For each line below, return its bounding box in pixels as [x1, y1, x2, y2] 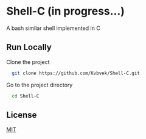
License [6, 110, 37, 120]
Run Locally [6, 42, 52, 52]
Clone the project [6, 58, 50, 65]
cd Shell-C [12, 93, 40, 99]
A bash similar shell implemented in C [6, 24, 100, 32]
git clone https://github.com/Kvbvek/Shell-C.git [12, 70, 140, 76]
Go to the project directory [6, 81, 73, 88]
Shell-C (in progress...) [6, 4, 125, 18]
